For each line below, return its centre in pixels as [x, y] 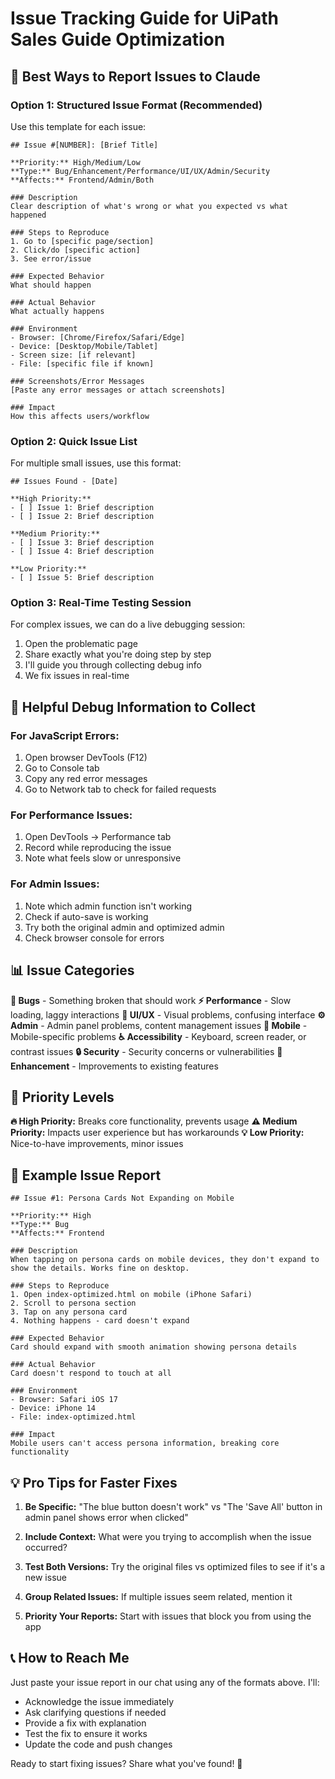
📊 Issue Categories [72, 970]
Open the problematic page [81, 644]
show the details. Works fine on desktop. [100, 1268]
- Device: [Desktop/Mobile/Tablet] [84, 346]
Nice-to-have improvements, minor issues [97, 1144]
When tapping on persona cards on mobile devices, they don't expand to [165, 1260]
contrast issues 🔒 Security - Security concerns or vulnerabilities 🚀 [146, 1051]
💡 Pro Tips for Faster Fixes [94, 1482]
